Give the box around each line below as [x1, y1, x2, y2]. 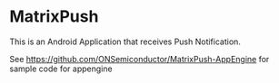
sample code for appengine [9, 63, 113, 74]
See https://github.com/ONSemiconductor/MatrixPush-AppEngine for [9, 53, 270, 64]
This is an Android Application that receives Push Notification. [9, 36, 241, 47]
